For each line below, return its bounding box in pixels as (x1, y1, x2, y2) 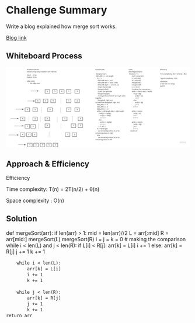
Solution (6, 214, 37, 224)
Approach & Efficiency (6, 159, 89, 169)
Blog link (6, 34, 27, 41)
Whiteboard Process (6, 51, 83, 61)
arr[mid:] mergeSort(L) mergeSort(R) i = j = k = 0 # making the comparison (6, 235, 186, 242)
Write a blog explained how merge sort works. (6, 23, 117, 30)
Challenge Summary (6, 4, 107, 17)
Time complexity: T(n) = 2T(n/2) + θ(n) (6, 186, 100, 193)
